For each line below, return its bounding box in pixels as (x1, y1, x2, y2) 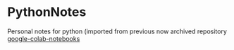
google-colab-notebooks (7, 34, 80, 42)
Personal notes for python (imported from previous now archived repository (7, 27, 228, 35)
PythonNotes (7, 4, 87, 20)
